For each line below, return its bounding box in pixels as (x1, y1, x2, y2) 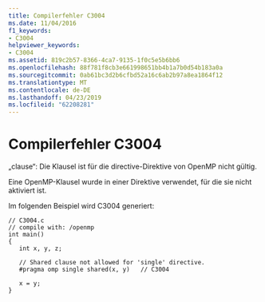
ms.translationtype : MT (8, 78, 88, 86)
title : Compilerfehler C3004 (8, 11, 105, 20)
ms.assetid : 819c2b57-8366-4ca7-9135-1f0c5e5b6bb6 (8, 57, 180, 65)
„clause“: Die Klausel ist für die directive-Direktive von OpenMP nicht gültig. (8, 161, 257, 172)
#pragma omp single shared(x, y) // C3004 (18, 265, 170, 274)
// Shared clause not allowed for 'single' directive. (18, 259, 205, 267)
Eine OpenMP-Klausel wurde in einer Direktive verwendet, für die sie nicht (8, 177, 252, 187)
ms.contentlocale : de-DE (8, 85, 91, 94)
